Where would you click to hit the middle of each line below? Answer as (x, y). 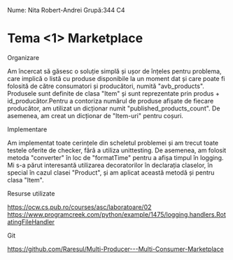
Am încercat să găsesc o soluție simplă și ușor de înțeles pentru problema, (114, 71)
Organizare (23, 57)
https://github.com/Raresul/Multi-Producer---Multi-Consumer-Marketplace (115, 249)
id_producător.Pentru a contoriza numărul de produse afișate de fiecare (111, 101)
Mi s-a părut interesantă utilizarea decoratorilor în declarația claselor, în (110, 165)
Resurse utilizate (31, 193)
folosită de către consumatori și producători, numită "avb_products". (106, 86)
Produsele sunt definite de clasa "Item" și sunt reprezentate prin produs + (114, 93)
